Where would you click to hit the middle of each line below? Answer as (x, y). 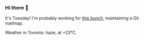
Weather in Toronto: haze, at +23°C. (41, 33)
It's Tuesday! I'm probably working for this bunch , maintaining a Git (72, 18)
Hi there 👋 (17, 8)
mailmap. (14, 23)
